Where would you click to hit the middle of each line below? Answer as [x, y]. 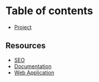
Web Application [34, 73]
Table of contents [49, 11]
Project [23, 27]
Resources [26, 46]
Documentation [33, 66]
